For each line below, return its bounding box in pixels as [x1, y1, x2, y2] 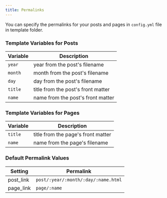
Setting [10, 168, 29, 175]
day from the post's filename [33, 77, 102, 84]
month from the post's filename [33, 69, 108, 76]
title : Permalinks [5, 7, 44, 13]
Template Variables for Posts [5, 39, 78, 46]
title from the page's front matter [33, 131, 112, 138]
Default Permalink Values [5, 154, 70, 161]
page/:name [35, 185, 62, 191]
